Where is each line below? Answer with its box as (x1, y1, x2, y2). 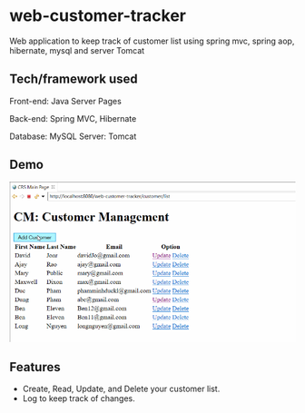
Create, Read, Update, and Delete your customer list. (22, 383, 221, 395)
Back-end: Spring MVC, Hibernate (9, 113, 137, 123)
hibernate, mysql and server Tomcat (9, 44, 145, 55)
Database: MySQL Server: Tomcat (9, 131, 137, 142)
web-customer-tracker (9, 5, 186, 26)
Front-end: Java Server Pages (9, 95, 123, 106)
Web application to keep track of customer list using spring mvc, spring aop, (9, 35, 295, 46)
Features (9, 359, 61, 375)
